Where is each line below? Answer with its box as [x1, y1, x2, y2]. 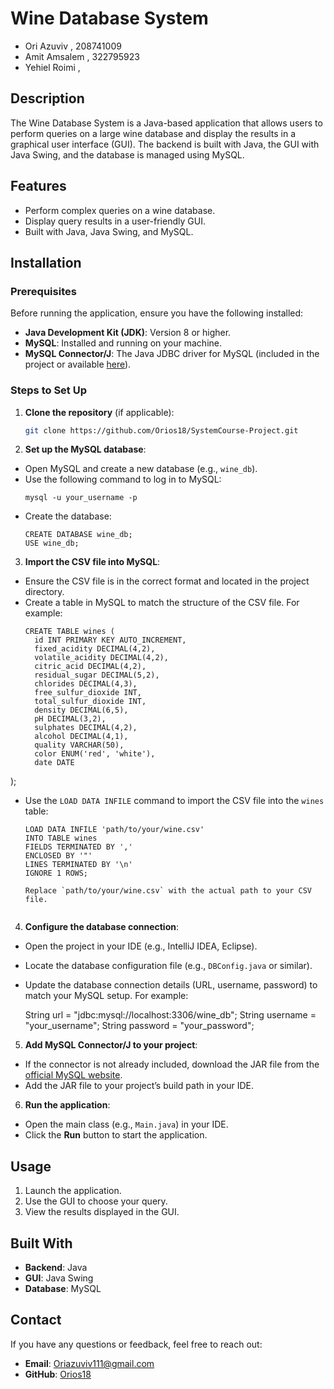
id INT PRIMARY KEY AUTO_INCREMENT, [34, 635, 187, 646]
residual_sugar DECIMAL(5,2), [34, 670, 160, 681]
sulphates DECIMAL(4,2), [34, 723, 138, 733]
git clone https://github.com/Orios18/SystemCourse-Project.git [24, 425, 299, 436]
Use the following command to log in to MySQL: [24, 473, 222, 486]
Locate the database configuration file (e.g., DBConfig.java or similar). [24, 960, 313, 972]
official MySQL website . [24, 1069, 123, 1081]
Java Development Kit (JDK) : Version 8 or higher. [24, 327, 232, 339]
